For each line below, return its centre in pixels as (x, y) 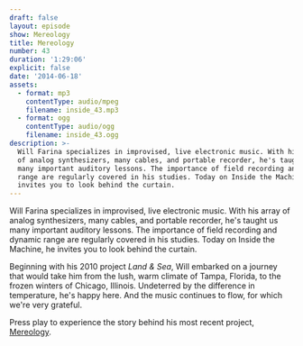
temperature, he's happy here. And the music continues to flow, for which (146, 296)
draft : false (34, 18)
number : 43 (30, 51)
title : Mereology (42, 43)
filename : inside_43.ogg (72, 135)
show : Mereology (40, 34)
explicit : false (40, 68)
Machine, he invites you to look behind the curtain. (103, 250)
